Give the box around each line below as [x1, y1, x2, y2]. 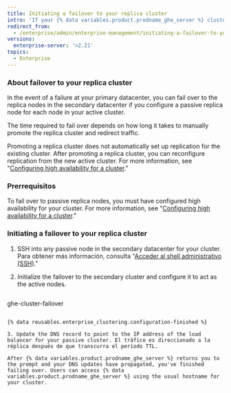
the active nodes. [16, 280, 67, 288]
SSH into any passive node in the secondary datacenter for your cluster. [16, 244, 221, 252]
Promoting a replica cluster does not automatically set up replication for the [7, 142, 221, 150]
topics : [7, 49, 30, 56]
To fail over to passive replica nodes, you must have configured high [7, 197, 201, 205]
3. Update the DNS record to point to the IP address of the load [7, 330, 201, 338]
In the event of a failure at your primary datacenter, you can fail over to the [7, 94, 218, 102]
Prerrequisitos [7, 181, 56, 190]
